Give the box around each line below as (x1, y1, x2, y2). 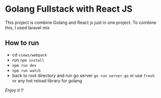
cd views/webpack (12, 52, 47, 58)
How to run (5, 39, 39, 47)
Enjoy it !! (5, 87, 24, 93)
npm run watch (12, 68, 41, 73)
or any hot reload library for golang (12, 78, 83, 83)
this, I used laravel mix (5, 24, 50, 30)
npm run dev (12, 63, 36, 68)
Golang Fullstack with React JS (5, 3, 133, 15)
